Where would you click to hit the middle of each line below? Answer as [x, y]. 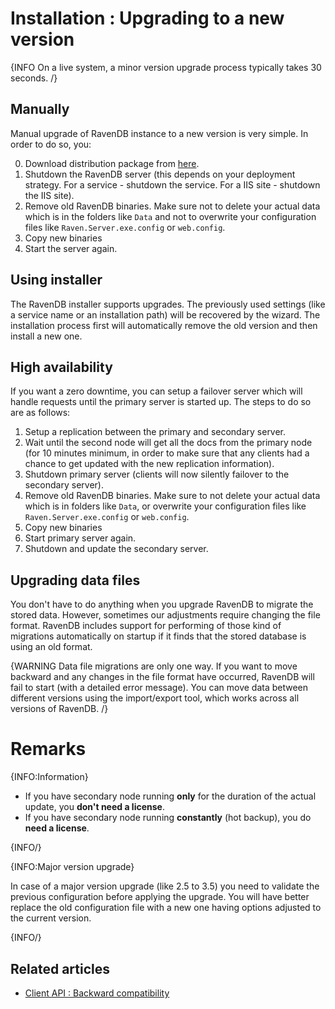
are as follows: [40, 413]
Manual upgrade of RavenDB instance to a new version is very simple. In [159, 133]
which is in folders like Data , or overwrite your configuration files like [165, 506]
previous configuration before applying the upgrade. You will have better [160, 897]
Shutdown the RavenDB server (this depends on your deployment [160, 174]
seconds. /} [34, 78]
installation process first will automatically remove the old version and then [164, 325]
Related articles [60, 968]
